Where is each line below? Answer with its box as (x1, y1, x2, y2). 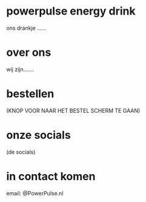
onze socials (6, 129, 71, 142)
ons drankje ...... (6, 24, 47, 32)
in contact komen (6, 169, 96, 183)
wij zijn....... (6, 66, 35, 73)
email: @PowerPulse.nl (6, 189, 64, 197)
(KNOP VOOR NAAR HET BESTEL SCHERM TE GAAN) (6, 107, 141, 114)
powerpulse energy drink (6, 4, 136, 18)
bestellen (6, 87, 55, 101)
